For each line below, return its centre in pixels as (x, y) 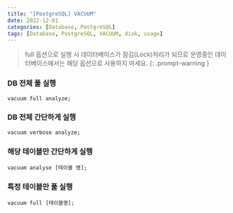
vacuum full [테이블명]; (41, 203)
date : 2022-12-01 (33, 20)
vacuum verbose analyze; (44, 132)
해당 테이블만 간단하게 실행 (50, 151)
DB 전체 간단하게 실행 (42, 117)
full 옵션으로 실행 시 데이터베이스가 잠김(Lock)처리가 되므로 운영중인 (119, 54)
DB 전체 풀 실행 (32, 83)
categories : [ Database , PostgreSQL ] (61, 27)
